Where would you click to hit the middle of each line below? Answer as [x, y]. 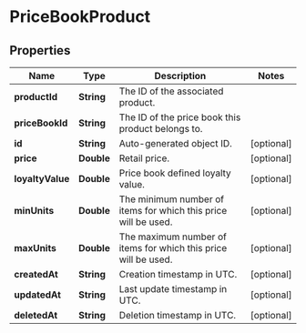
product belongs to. [161, 129]
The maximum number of [173, 237]
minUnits [34, 211]
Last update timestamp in [173, 289]
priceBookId [41, 123]
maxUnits [35, 248]
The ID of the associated [171, 91]
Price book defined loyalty [175, 173]
